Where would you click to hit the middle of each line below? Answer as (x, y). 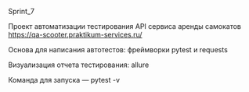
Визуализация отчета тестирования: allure (79, 65)
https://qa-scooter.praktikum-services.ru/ (75, 35)
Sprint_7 (22, 11)
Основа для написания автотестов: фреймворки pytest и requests (118, 50)
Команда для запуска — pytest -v (64, 80)
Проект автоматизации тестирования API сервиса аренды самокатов (125, 26)
